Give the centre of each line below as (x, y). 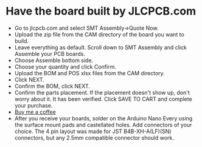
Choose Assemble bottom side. (54, 60)
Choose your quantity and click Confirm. (65, 67)
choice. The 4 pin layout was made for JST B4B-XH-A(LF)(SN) (93, 131)
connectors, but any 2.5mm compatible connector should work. (94, 137)
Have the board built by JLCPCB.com (101, 11)
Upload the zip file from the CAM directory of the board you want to (99, 34)
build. (22, 41)
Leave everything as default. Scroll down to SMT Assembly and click (100, 47)
